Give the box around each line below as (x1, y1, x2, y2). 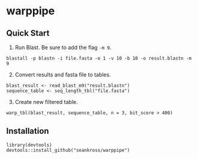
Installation (6, 126, 49, 136)
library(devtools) (6, 142, 52, 148)
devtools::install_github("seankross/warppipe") (6, 147, 130, 153)
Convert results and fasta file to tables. (14, 71, 111, 78)
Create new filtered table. (14, 99, 78, 105)
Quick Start (6, 28, 50, 38)
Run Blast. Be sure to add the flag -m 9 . (14, 44, 112, 51)
